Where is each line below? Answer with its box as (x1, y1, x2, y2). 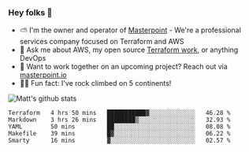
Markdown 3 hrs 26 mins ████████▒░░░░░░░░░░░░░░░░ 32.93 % (8, 116, 231, 124)
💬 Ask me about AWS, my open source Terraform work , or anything (19, 45, 239, 54)
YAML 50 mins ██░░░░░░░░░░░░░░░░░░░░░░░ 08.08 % (8, 123, 231, 131)
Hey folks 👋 (8, 7, 53, 18)
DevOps (19, 54, 46, 63)
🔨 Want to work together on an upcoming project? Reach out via (19, 62, 229, 72)
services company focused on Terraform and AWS (19, 37, 184, 46)
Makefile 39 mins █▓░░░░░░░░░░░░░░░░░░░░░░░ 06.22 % (8, 130, 231, 138)
